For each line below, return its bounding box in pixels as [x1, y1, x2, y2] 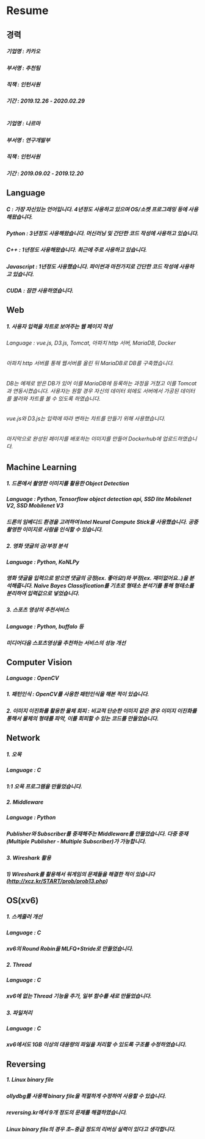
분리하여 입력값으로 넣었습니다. [6, 589, 80, 597]
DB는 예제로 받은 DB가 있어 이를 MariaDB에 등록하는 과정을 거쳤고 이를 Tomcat [6, 379, 197, 387]
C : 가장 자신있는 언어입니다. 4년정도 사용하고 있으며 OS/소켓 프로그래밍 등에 [6, 205, 187, 213]
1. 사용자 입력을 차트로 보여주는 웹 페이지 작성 [6, 323, 113, 330]
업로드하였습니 [162, 435, 197, 442]
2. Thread [6, 961, 32, 968]
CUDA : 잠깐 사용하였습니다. [6, 287, 74, 294]
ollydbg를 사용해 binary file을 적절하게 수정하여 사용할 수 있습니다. [6, 1092, 167, 1099]
